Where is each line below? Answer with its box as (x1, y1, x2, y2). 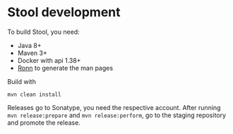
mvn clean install (7, 91, 61, 98)
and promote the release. (7, 118, 81, 127)
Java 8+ (17, 41, 42, 49)
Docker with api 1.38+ (17, 56, 81, 64)
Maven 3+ (17, 49, 47, 57)
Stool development (7, 4, 121, 20)
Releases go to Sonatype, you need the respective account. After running (7, 103, 221, 111)
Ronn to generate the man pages (17, 63, 114, 72)
